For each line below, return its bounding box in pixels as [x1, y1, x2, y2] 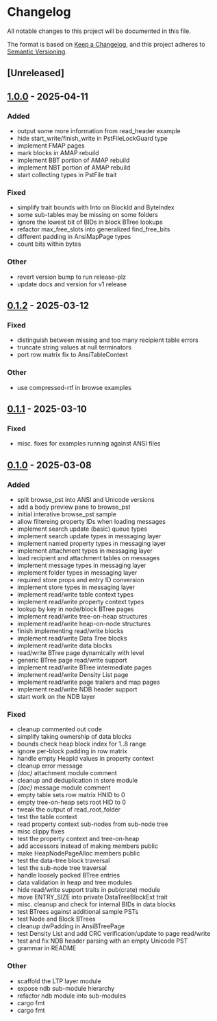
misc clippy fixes [16, 827, 65, 836]
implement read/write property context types [16, 597, 144, 606]
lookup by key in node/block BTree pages [16, 605, 135, 613]
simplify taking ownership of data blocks [16, 733, 132, 741]
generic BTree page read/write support [16, 656, 127, 664]
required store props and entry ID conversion [16, 575, 144, 584]
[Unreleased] [7, 67, 65, 79]
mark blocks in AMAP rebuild [16, 149, 99, 157]
